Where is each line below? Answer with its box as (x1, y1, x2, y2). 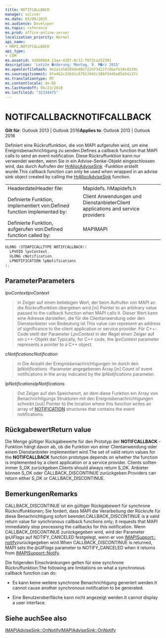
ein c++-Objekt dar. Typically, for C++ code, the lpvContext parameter (17, 336, 160, 342)
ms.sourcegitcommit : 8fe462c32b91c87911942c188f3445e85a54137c (5, 72, 138, 77)
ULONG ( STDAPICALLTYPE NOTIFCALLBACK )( (5, 245, 87, 250)
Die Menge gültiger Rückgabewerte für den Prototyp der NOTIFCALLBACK (5, 438, 158, 445)
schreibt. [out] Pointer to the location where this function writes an (17, 401, 152, 407)
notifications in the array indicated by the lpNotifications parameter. (17, 371, 155, 377)
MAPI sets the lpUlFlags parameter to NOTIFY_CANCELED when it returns (5, 545, 156, 551)
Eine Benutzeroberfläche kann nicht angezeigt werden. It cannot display (12, 595, 158, 600)
